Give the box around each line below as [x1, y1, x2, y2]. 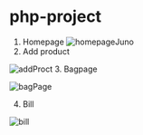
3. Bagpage [53, 63, 98, 74]
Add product [22, 45, 70, 56]
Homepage [22, 36, 65, 47]
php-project [9, 6, 102, 27]
